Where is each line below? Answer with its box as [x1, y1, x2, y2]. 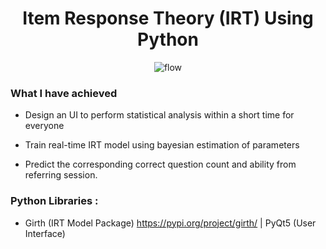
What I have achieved [10, 86, 118, 100]
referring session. [24, 169, 98, 181]
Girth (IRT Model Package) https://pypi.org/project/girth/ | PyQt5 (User [24, 217, 317, 229]
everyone [24, 120, 65, 132]
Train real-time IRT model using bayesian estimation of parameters [24, 139, 300, 151]
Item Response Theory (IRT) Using [22, 7, 314, 30]
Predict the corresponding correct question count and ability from [24, 158, 297, 171]
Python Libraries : [10, 194, 99, 208]
